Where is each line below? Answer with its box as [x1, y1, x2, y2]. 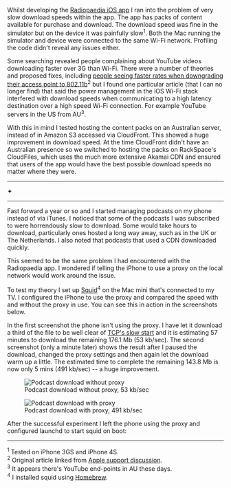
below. [7, 307, 26, 315]
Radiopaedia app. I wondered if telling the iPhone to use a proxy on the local [7, 264, 223, 272]
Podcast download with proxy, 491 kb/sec [24, 406, 143, 414]
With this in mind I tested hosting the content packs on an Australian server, [7, 123, 221, 131]
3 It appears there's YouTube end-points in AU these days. [7, 463, 173, 473]
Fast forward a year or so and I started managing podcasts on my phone [7, 206, 212, 215]
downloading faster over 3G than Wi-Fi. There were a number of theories [7, 64, 214, 72]
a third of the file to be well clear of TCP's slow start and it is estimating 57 [7, 328, 218, 336]
